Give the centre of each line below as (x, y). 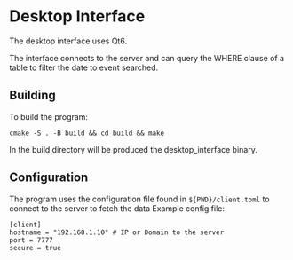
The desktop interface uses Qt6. (68, 41)
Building (32, 95)
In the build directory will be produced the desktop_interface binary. (133, 149)
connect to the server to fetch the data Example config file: (117, 208)
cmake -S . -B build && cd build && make (87, 133)
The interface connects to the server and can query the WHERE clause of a (147, 58)
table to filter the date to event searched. (84, 67)
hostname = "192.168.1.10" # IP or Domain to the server (117, 232)
